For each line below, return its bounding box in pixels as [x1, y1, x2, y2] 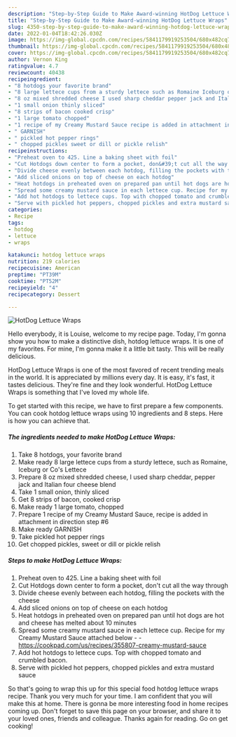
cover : [8, 50, 27, 57]
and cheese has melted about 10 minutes [18, 619, 137, 627]
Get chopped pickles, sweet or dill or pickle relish [18, 540, 161, 549]
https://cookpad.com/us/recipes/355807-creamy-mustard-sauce [18, 641, 207, 650]
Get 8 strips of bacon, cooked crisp [18, 495, 121, 504]
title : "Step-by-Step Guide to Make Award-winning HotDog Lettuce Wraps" [8, 17, 228, 24]
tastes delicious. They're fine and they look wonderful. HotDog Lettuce [8, 381, 213, 389]
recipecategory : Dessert [8, 291, 81, 298]
